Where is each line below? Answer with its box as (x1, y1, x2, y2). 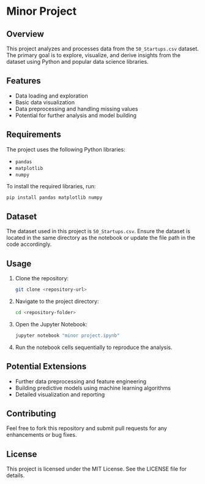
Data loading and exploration (15, 92, 89, 99)
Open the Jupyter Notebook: (15, 320, 88, 328)
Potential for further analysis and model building (15, 112, 136, 119)
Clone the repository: (15, 275, 69, 282)
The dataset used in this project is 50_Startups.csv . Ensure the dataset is (6, 228, 191, 235)
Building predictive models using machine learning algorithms (15, 384, 171, 391)
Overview (6, 29, 45, 39)
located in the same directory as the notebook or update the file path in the (6, 234, 196, 242)
